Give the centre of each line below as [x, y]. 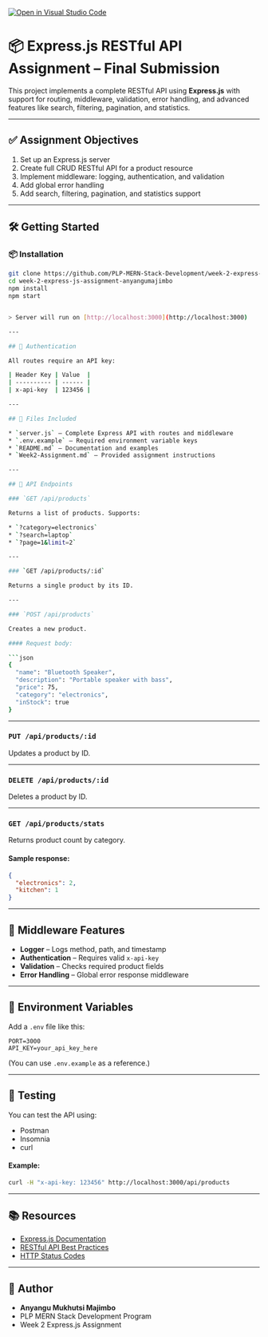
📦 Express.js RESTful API [95, 46]
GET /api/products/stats [57, 824]
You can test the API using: [53, 1115]
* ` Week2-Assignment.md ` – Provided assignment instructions [112, 455]
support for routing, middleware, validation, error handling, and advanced [129, 99]
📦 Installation [36, 254]
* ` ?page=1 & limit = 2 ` [43, 542]
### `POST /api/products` [51, 614]
